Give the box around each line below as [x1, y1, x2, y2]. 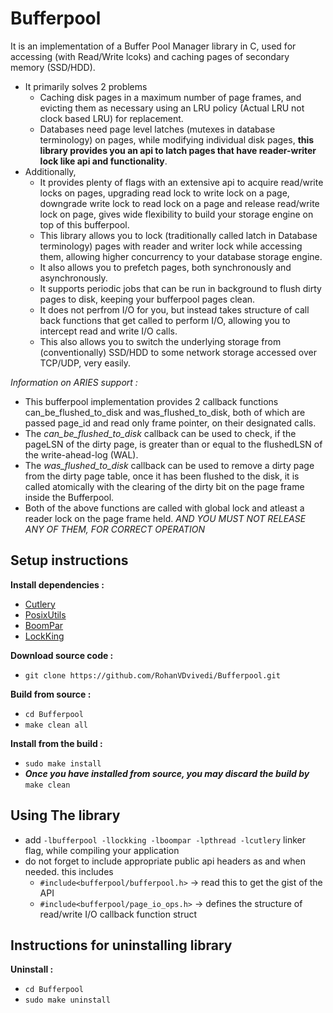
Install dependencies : [10, 578, 105, 591]
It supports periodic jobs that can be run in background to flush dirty [39, 282, 322, 294]
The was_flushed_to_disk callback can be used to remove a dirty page [24, 459, 315, 471]
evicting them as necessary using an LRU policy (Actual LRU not [39, 102, 305, 114]
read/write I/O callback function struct [39, 908, 198, 920]
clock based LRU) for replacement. [39, 112, 184, 124]
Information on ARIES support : [10, 376, 138, 388]
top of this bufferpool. [39, 218, 130, 231]
